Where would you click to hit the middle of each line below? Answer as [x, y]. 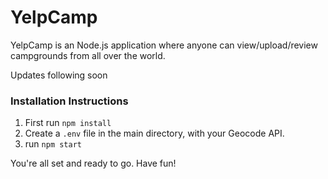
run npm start [53, 144]
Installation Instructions [69, 101]
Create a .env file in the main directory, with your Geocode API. [154, 133]
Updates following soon [59, 75]
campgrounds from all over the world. [88, 55]
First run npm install [68, 123]
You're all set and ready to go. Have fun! [93, 163]
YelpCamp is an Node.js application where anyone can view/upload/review [164, 45]
